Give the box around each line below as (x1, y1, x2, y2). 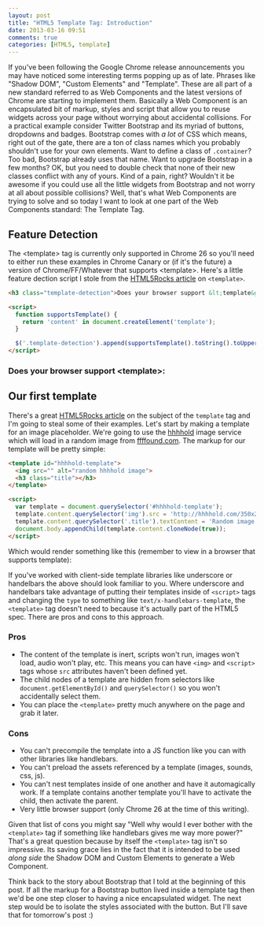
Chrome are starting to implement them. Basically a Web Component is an (8, 96, 247, 106)
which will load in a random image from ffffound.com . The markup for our (8, 435, 246, 445)
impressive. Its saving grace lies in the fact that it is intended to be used (8, 845, 240, 854)
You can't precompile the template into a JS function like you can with (19, 746, 246, 755)
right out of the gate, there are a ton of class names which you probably (8, 138, 241, 147)
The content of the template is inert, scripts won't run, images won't (19, 650, 240, 659)
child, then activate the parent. (19, 796, 119, 806)
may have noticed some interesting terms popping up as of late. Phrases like (8, 71, 256, 80)
